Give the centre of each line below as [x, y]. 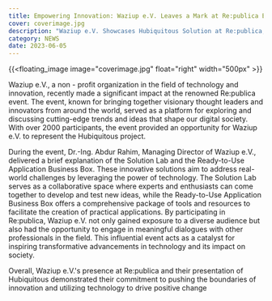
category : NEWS [34, 38]
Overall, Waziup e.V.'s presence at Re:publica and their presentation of [126, 271]
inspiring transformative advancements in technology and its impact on [127, 247]
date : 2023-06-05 [38, 46]
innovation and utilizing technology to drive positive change [108, 288]
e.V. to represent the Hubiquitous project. [77, 136]
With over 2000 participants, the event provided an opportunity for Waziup [133, 128]
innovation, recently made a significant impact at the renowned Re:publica [132, 93]
